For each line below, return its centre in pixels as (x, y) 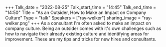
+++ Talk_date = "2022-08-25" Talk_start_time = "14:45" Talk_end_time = (81, 7)
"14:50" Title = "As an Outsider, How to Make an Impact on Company (76, 12)
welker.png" (17, 23)
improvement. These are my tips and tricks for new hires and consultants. (81, 39)
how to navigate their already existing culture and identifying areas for (77, 34)
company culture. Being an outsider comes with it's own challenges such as (83, 28)
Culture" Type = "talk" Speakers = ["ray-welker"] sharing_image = (73, 18)
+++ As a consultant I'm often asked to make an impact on (91, 23)
